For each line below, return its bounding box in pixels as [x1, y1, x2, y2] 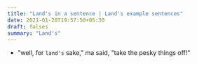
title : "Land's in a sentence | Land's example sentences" [7, 10, 184, 17]
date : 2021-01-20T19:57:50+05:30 [7, 17, 105, 24]
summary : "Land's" [7, 29, 61, 37]
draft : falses [7, 23, 49, 30]
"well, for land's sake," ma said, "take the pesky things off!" [17, 49, 191, 57]
